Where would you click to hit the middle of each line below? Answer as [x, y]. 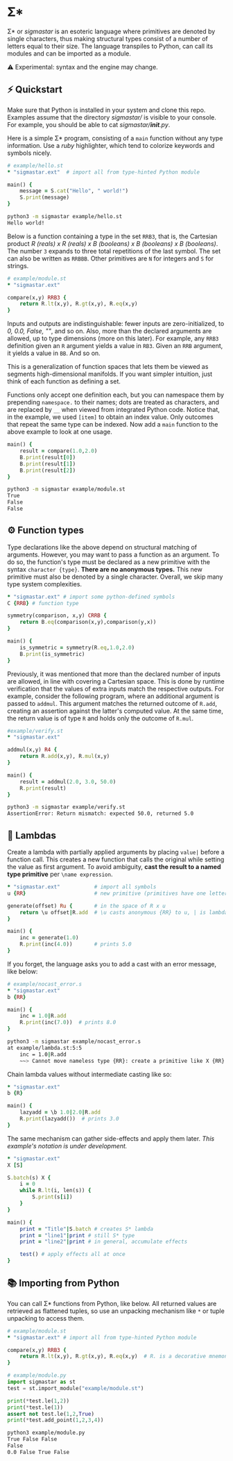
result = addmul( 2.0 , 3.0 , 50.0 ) [68, 782]
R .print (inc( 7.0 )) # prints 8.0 [68, 1023]
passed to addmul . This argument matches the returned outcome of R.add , [112, 703]
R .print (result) [43, 788]
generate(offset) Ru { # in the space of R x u [87, 906]
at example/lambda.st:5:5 [44, 1048]
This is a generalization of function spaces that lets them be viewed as [108, 367]
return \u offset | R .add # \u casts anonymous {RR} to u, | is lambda [124, 912]
